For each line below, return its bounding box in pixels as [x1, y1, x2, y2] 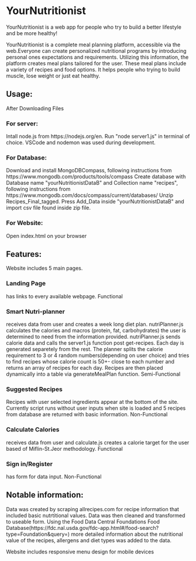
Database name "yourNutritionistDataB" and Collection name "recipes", [6, 179, 178, 186]
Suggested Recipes [6, 385, 63, 393]
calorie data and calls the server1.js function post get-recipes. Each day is [6, 339, 184, 346]
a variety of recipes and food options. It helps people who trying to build [6, 66, 180, 73]
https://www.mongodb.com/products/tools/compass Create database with [6, 173, 186, 180]
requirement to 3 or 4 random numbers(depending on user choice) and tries [6, 352, 190, 359]
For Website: [6, 219, 43, 227]
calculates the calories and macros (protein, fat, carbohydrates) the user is [6, 327, 186, 334]
